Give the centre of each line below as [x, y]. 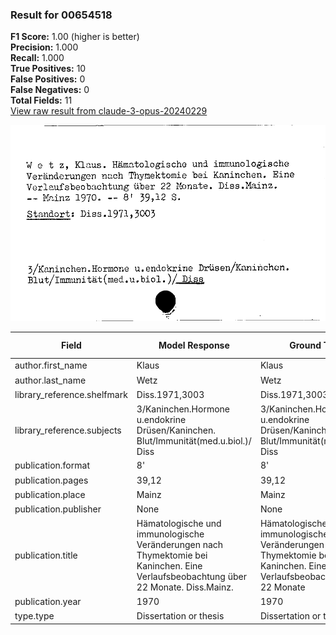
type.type [34, 615]
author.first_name [51, 365]
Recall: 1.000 [37, 58]
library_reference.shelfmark [71, 394]
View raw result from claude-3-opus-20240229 [109, 111]
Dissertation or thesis [180, 615]
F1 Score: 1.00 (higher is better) [75, 37]
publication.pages [51, 480]
